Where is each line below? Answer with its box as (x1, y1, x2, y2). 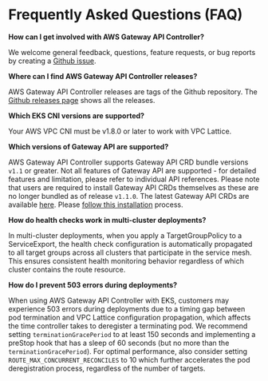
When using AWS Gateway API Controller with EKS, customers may (8, 296, 230, 305)
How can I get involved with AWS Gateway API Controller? (8, 32, 205, 42)
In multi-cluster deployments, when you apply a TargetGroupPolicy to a (8, 230, 242, 240)
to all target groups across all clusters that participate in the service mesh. (8, 248, 253, 257)
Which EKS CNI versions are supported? (8, 110, 145, 121)
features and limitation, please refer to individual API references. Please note (8, 174, 260, 184)
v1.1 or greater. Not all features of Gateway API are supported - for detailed (8, 165, 257, 175)
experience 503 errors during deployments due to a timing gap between (8, 304, 246, 313)
